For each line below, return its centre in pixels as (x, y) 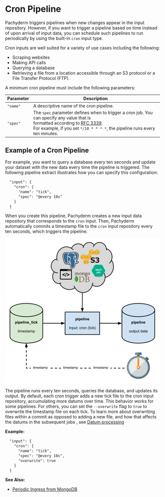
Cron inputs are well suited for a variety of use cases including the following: (82, 48)
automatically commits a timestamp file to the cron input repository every (79, 226)
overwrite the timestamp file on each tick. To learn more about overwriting (80, 412)
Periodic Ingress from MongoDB (45, 489)
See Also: (15, 479)
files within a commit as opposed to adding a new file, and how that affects (81, 416)
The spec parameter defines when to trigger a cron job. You (93, 112)
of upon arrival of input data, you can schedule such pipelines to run (74, 33)
